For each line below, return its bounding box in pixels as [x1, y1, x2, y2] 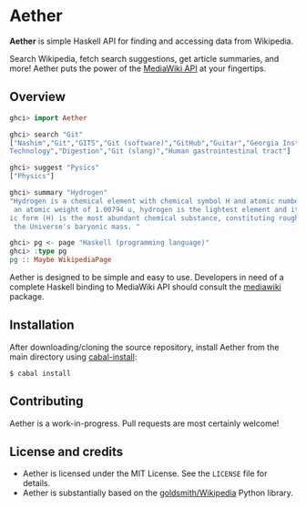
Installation [9, 318, 75, 333]
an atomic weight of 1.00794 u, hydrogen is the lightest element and [13, 205, 287, 214]
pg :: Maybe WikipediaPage [9, 256, 112, 265]
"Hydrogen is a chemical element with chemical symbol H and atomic [9, 197, 275, 206]
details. [22, 478, 51, 489]
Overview [9, 89, 66, 105]
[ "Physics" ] [9, 172, 55, 181]
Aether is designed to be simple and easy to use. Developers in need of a [9, 272, 284, 282]
